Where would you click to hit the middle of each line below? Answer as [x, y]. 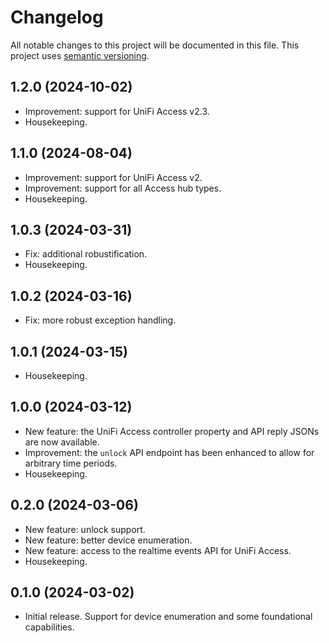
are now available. [62, 442]
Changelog [57, 17]
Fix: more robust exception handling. [100, 320]
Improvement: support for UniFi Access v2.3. [117, 111]
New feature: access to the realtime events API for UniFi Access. [158, 550]
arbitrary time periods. [71, 463]
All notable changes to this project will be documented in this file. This [155, 45]
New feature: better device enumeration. [108, 540]
